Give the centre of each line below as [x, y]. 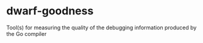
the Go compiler [27, 33]
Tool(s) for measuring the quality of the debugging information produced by [101, 27]
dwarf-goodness [50, 11]
